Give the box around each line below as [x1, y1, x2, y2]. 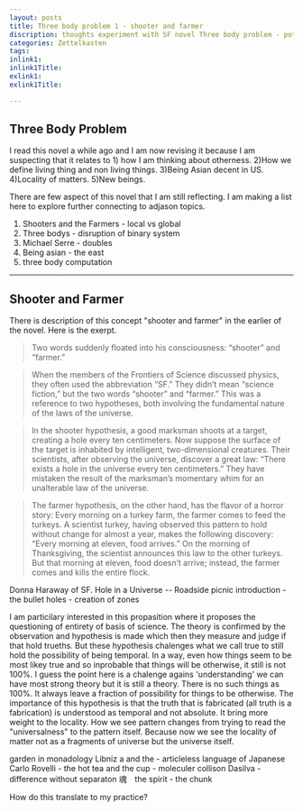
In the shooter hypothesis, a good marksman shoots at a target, [31, 425, 268, 436]
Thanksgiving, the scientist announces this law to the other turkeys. [31, 548, 283, 559]
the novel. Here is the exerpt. [9, 325, 117, 336]
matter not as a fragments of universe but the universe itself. [9, 736, 234, 747]
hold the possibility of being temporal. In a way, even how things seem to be [9, 650, 292, 661]
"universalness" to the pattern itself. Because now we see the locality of [9, 726, 277, 737]
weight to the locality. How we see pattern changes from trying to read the [9, 717, 286, 728]
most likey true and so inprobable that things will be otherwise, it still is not [9, 660, 287, 670]
